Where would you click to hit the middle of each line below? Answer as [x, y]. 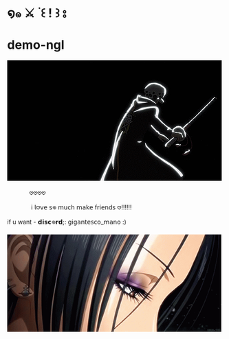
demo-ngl [36, 45]
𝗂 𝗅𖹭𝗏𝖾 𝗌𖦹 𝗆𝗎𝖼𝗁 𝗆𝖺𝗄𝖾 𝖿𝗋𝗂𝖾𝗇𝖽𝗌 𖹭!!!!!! [81, 207]
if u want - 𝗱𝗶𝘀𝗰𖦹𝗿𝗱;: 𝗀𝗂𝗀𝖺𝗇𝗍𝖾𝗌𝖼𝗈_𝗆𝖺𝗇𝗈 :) [67, 222]
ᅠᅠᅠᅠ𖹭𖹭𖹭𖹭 [26, 193]
